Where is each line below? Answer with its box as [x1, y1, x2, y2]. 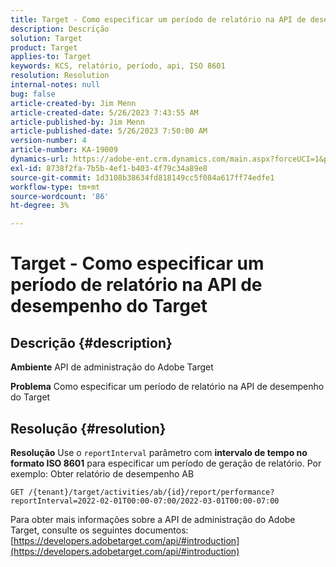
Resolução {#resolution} [10, 420, 167, 437]
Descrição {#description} [10, 334, 173, 351]
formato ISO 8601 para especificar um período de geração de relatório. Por [10, 457, 322, 469]
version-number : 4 [10, 136, 87, 146]
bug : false [10, 89, 56, 99]
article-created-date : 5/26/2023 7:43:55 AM [10, 107, 199, 118]
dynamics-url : [10, 154, 70, 164]
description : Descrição [10, 24, 110, 34]
